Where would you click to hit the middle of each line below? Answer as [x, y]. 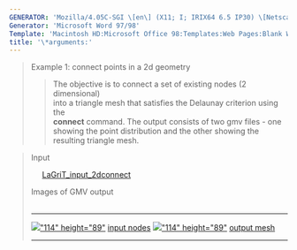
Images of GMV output [72, 192]
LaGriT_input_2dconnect [86, 175]
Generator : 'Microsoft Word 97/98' [75, 26]
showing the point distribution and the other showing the [156, 131]
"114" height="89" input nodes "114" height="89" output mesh [157, 228]
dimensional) [76, 94]
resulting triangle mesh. [96, 140]
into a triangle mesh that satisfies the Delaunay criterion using [165, 103]
